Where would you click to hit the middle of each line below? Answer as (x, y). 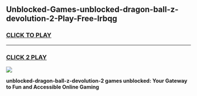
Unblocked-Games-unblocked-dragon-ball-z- (92, 10)
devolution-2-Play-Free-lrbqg (62, 19)
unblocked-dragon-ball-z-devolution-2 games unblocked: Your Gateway (97, 80)
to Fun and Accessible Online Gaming (53, 87)
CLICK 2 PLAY (26, 57)
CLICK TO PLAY (29, 35)
